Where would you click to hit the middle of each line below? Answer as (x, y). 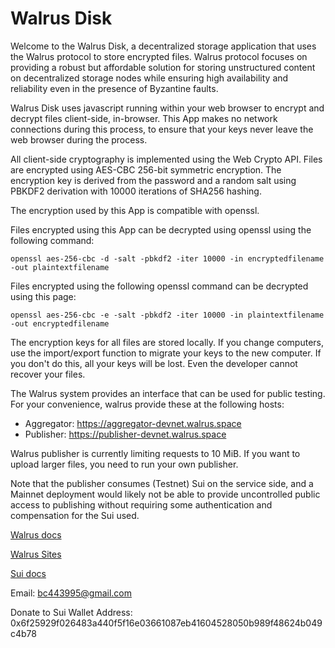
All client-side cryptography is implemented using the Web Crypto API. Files (166, 159)
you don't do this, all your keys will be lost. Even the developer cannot (154, 363)
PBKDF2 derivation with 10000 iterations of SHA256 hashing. (136, 191)
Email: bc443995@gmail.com (71, 593)
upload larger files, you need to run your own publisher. (124, 464)
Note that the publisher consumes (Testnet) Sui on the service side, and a (162, 483)
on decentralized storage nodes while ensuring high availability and (149, 78)
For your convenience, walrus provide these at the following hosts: (147, 404)
